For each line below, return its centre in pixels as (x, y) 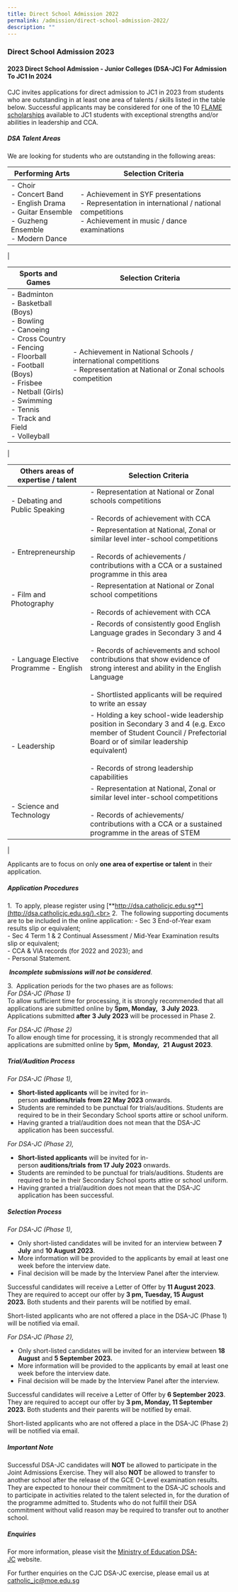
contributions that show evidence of (150, 660)
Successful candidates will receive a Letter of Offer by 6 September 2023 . (117, 1395)
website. (30, 1559)
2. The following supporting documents (170, 913)
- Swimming (32, 401)
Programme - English (47, 668)
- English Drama (38, 203)
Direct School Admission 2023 (61, 52)
